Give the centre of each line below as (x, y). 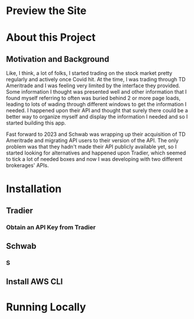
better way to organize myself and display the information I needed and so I (97, 117)
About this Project (51, 38)
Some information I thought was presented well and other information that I (96, 92)
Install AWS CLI (34, 282)
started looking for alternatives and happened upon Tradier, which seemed (96, 153)
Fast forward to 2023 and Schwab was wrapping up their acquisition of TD (96, 134)
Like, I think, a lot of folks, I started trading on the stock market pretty (89, 73)
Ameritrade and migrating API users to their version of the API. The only (92, 140)
